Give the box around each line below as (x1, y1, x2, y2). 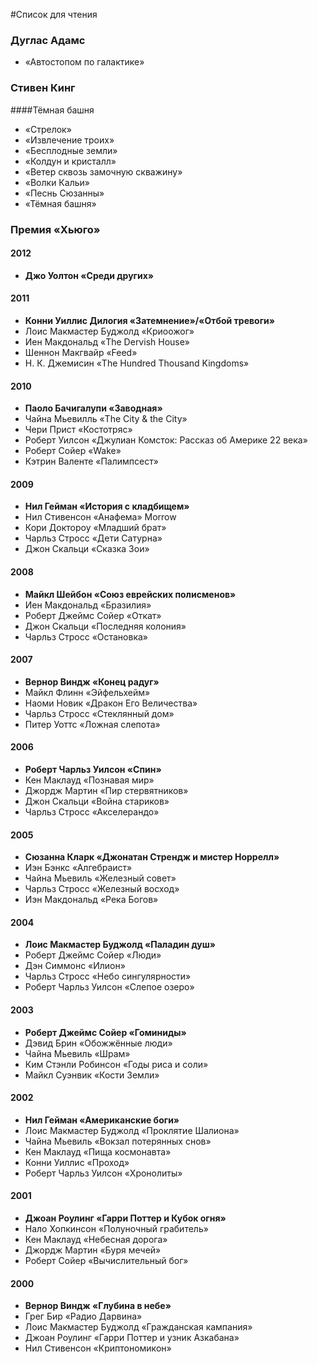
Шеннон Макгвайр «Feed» (24, 346, 138, 358)
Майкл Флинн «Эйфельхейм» (24, 686, 151, 698)
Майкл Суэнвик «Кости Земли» (24, 1069, 160, 1081)
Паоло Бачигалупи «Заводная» (24, 402, 163, 414)
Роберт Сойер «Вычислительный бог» (24, 1254, 189, 1266)
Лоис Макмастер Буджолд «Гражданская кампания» (24, 1321, 253, 1333)
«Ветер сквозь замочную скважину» (24, 165, 183, 178)
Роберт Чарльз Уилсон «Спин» (24, 763, 162, 775)
